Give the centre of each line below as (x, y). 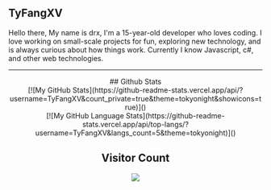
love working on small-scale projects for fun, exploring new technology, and (135, 41)
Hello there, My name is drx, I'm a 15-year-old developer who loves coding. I (135, 32)
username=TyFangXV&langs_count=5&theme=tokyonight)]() (135, 133)
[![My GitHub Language (85, 115)
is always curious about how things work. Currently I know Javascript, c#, (131, 50)
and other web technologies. (56, 58)
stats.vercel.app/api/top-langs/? (135, 124)
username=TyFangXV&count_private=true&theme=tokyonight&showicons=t (135, 98)
